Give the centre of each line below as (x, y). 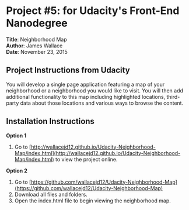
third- (173, 97)
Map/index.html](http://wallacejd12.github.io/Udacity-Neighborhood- (97, 153)
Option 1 (16, 135)
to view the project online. (86, 159)
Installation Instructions (50, 121)
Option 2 (17, 170)
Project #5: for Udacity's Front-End (93, 11)
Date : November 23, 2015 (37, 51)
